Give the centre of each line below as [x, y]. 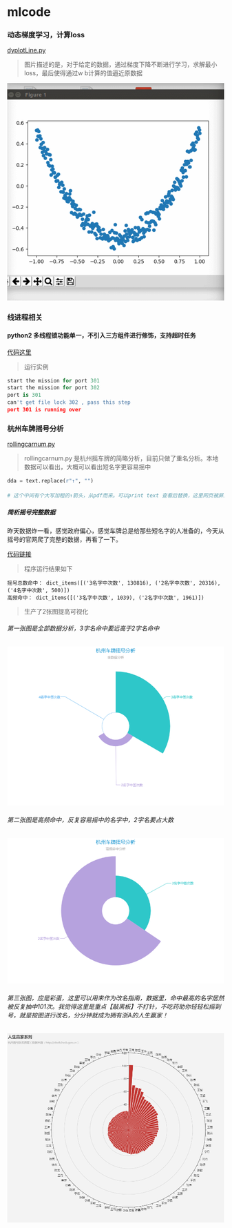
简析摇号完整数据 [31, 512]
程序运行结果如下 [48, 568]
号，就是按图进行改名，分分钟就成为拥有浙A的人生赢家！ [88, 1015]
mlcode [29, 12]
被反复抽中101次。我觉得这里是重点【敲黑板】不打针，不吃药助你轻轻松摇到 [114, 1006]
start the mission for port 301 [53, 380]
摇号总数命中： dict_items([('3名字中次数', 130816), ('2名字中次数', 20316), [114, 583]
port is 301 [24, 395]
